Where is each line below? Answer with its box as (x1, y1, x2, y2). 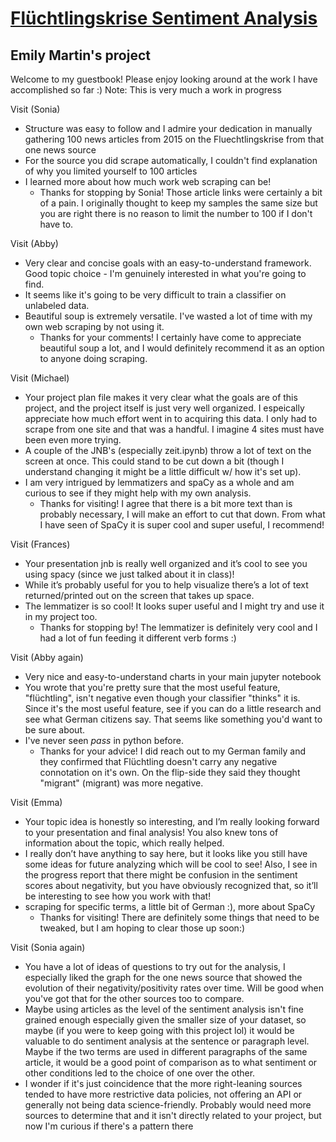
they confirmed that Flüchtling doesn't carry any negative (39, 756, 278, 767)
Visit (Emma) (10, 797, 63, 808)
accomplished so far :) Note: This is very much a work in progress (10, 84, 282, 96)
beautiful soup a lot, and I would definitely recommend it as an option (39, 342, 325, 354)
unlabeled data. (24, 300, 90, 311)
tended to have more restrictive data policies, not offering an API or (24, 1088, 303, 1100)
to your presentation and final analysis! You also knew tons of (24, 827, 279, 838)
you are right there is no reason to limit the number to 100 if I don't (39, 208, 313, 219)
